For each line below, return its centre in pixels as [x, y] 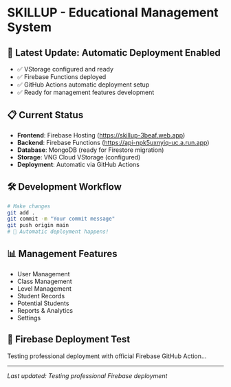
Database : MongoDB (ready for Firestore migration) [90, 150]
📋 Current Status [45, 115]
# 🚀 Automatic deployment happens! [58, 232]
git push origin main [38, 225]
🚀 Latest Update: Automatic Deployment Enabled [114, 53]
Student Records [41, 296]
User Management [43, 274]
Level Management [44, 288]
